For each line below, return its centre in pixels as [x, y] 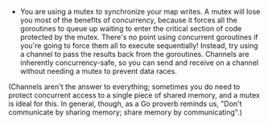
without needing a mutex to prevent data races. [98, 71]
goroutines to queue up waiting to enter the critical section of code [131, 28]
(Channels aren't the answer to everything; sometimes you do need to [124, 87]
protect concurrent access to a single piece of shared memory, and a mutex [134, 95]
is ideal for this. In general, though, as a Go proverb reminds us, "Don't [126, 104]
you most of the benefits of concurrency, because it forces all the [128, 20]
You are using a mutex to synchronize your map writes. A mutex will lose [140, 12]
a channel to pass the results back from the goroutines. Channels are [134, 54]
